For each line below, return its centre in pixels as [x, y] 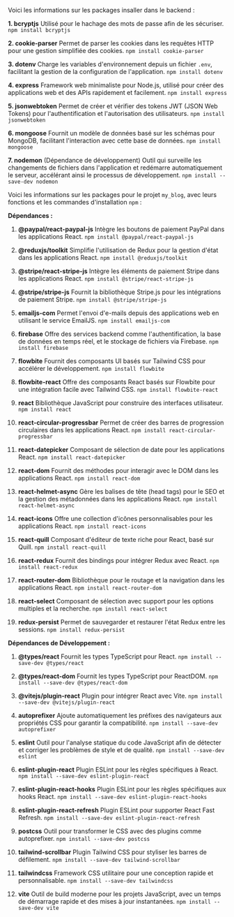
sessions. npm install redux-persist [71, 629]
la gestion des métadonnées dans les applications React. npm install [118, 499]
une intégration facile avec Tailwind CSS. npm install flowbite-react [118, 389]
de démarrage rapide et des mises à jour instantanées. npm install [114, 901]
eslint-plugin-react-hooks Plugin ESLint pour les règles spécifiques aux [122, 789]
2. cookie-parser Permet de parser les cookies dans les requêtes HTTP [111, 43]
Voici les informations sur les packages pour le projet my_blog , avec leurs [112, 195]
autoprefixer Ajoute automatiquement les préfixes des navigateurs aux [120, 716]
